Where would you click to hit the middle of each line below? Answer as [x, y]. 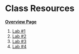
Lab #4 [19, 46]
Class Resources [40, 8]
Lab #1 [19, 31]
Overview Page [21, 22]
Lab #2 [19, 36]
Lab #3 [19, 41]
